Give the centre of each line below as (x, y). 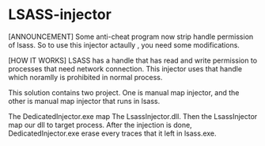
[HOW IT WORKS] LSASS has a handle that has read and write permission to (133, 60)
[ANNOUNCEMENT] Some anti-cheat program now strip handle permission (131, 36)
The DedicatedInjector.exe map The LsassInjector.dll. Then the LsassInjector (133, 116)
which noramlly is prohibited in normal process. (85, 77)
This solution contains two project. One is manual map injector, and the (124, 92)
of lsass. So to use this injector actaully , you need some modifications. (124, 44)
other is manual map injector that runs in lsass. (84, 101)
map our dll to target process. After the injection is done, (100, 125)
